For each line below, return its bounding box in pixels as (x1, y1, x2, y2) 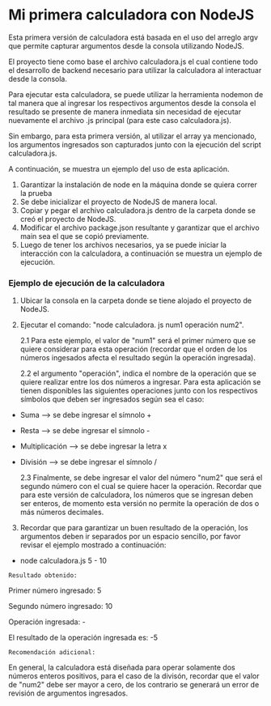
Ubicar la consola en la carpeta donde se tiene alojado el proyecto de (19, 296, 252, 305)
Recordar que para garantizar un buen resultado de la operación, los (19, 523, 248, 533)
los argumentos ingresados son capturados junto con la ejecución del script (8, 139, 261, 149)
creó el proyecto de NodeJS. (19, 214, 116, 223)
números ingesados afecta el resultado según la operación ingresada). (19, 353, 256, 363)
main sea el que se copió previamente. (19, 231, 150, 240)
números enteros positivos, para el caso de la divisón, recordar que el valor (8, 671, 260, 681)
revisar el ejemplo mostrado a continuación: (19, 540, 167, 550)
